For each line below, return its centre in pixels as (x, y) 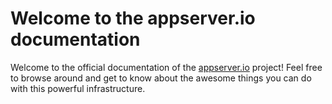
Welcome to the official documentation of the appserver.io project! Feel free (166, 67)
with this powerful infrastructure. (78, 88)
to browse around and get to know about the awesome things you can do (161, 78)
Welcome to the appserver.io (133, 18)
